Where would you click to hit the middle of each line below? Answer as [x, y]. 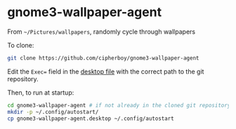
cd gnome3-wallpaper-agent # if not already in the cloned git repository [119, 105]
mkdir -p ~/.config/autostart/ [53, 112]
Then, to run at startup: [41, 93]
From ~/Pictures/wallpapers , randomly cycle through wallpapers [101, 32]
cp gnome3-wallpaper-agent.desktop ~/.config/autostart [91, 118]
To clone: [21, 45]
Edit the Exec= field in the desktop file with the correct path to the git [106, 72]
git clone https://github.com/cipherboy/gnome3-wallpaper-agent [103, 58]
